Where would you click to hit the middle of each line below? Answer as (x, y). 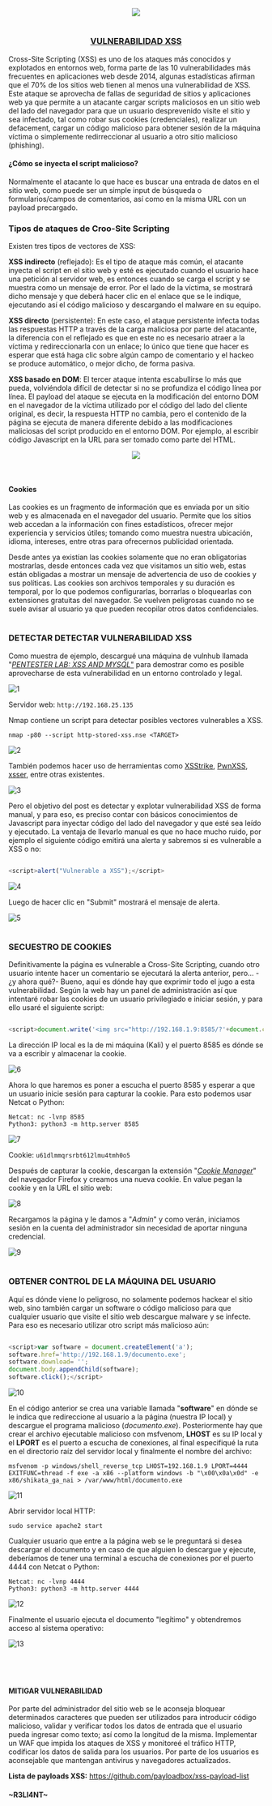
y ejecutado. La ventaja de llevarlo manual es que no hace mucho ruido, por (135, 832)
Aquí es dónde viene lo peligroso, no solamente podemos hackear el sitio (131, 1299)
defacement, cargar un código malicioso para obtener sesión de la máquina (134, 128)
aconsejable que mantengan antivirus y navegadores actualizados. (120, 1761)
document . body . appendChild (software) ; (74, 1370)
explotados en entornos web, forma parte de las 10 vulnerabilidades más (130, 67)
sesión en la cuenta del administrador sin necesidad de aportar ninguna (128, 1228)
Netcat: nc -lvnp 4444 (47, 1582)
